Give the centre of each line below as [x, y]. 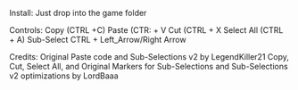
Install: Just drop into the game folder [78, 13]
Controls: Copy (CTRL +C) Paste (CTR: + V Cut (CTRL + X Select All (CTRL [146, 30]
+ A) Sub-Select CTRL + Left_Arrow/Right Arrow [98, 40]
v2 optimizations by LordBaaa [64, 76]
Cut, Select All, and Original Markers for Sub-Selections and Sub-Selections [149, 66]
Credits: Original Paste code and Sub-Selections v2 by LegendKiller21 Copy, [149, 57]
